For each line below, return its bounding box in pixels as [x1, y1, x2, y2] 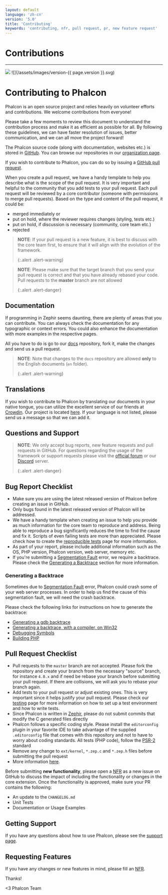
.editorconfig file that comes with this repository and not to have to [12, 732, 153, 738]
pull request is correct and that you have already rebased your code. [17, 272, 159, 278]
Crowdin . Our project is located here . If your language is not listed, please [5, 409, 157, 415]
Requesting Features [5, 852, 71, 861]
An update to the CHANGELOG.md [12, 794, 75, 800]
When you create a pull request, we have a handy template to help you [5, 174, 151, 181]
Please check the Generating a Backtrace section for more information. [12, 560, 159, 566]
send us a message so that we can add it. [5, 414, 91, 420]
